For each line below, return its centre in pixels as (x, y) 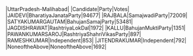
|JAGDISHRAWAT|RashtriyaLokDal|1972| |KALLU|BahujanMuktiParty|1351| (96, 28)
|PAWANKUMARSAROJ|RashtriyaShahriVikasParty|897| (73, 34)
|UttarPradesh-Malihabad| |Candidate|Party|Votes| (67, 9)
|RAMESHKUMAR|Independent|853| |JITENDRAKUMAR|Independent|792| (96, 40)
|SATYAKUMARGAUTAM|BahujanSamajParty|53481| (69, 22)
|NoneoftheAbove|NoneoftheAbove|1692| (56, 47)
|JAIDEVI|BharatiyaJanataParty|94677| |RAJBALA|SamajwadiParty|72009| (96, 15)
